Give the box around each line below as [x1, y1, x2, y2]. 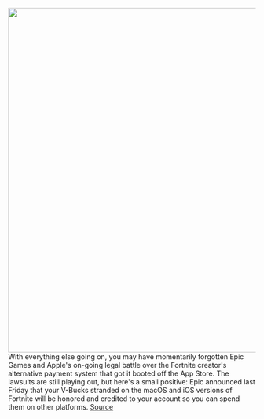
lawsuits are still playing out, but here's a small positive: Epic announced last [8, 377, 255, 386]
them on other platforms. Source [8, 402, 114, 411]
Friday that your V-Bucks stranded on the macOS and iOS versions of [8, 386, 233, 395]
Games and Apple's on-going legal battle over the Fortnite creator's [8, 361, 227, 369]
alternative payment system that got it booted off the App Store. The [8, 369, 229, 378]
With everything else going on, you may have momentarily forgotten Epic [8, 352, 244, 362]
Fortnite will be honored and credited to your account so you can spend [8, 394, 240, 403]
